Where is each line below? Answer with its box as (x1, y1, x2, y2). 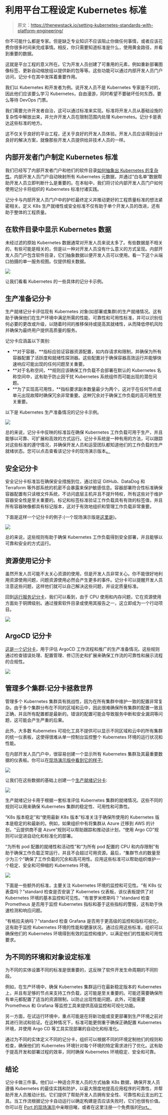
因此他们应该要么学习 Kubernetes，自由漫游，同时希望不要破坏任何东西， (5, 91, 157, 97)
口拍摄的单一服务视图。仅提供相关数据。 (5, 258, 88, 264)
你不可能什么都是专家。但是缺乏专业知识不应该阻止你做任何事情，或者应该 (5, 38, 158, 44)
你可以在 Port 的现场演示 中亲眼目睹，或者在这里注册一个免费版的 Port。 (5, 1104, 152, 1110)
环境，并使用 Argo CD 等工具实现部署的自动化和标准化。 (5, 1026, 121, 1032)
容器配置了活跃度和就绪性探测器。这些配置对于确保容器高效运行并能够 (12, 355, 157, 361)
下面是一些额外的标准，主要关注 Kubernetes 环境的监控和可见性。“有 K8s (5, 882, 156, 888)
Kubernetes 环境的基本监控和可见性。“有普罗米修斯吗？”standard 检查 (5, 895, 150, 901)
